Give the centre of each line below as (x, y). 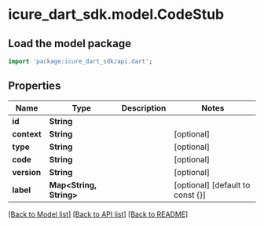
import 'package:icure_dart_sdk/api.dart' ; (81, 61)
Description (144, 108)
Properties (35, 86)
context (27, 133)
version (27, 172)
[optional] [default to (212, 184)
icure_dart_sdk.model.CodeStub (116, 15)
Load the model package (70, 44)
